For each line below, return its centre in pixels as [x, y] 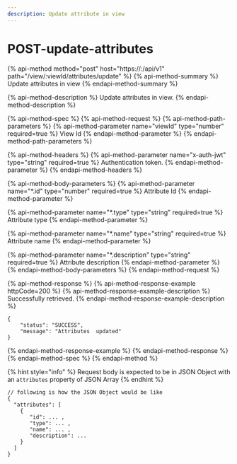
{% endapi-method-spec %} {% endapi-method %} [83, 358]
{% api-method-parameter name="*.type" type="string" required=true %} [115, 212]
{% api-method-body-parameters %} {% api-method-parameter [101, 183]
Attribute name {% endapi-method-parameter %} [79, 240]
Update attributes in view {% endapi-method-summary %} [93, 83]
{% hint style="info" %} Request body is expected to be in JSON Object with [119, 371]
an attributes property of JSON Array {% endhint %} [86, 379]
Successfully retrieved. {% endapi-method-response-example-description [116, 298]
